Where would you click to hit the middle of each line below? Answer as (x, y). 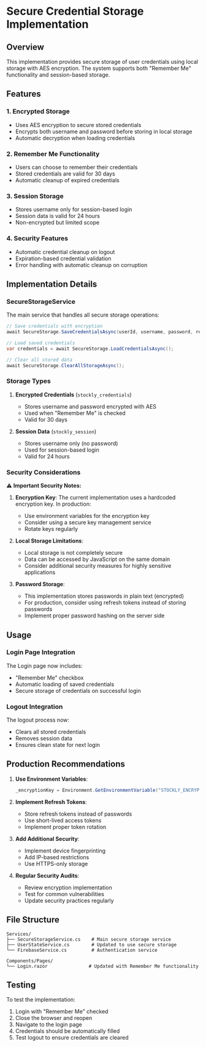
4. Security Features (37, 239)
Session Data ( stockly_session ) (56, 431)
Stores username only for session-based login (74, 209)
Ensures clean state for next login (57, 745)
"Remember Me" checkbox (49, 678)
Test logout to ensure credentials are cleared (72, 1038)
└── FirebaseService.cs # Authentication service (82, 950)
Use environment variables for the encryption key (87, 516)
